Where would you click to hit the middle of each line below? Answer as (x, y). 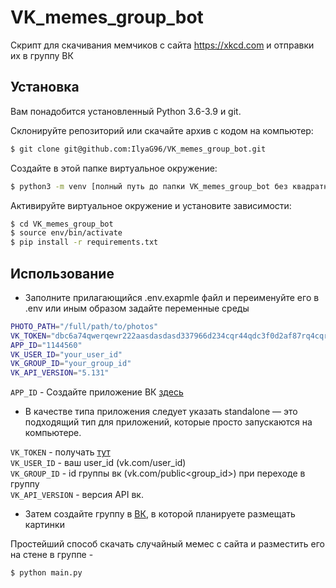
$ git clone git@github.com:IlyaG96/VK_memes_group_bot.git (138, 149)
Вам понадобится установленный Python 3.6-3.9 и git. (126, 111)
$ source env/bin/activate (66, 233)
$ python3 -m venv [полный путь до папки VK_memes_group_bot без (149, 186)
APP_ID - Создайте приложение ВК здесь (97, 392)
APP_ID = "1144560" (46, 345)
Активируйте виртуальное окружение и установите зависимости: (151, 205)
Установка (45, 87)
